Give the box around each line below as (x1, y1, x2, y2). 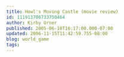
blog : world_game (6, 36, 49, 42)
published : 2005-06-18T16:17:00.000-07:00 (6, 25, 113, 31)
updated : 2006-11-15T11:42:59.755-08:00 (6, 31, 108, 37)
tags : (6, 42, 20, 48)
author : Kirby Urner (6, 20, 58, 26)
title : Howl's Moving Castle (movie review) (6, 8, 119, 15)
